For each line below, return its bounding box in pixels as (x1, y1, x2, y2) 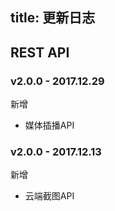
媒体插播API (24, 119, 75, 132)
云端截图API (24, 190, 75, 202)
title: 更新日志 (10, 9, 96, 27)
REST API (10, 44, 70, 61)
